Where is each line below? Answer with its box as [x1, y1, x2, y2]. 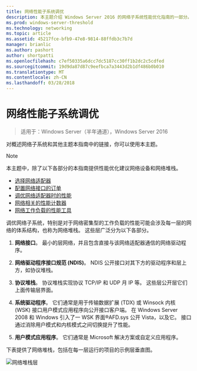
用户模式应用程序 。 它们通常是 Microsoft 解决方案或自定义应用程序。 [14, 333, 182, 340]
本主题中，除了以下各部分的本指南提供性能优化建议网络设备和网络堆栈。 [6, 164, 181, 171]
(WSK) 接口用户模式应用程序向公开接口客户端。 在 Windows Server [14, 306, 178, 313]
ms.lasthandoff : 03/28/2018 [6, 80, 75, 86]
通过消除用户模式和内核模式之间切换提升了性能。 [14, 321, 133, 328]
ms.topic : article [6, 31, 51, 37]
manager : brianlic [6, 42, 51, 48]
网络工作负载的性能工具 [14, 206, 72, 213]
